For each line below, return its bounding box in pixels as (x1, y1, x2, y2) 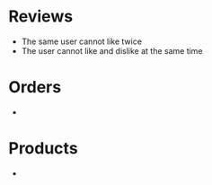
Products (8, 138, 78, 159)
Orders (8, 77, 62, 98)
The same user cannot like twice (21, 36, 143, 47)
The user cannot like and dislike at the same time (21, 45, 203, 56)
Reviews (8, 6, 74, 27)
